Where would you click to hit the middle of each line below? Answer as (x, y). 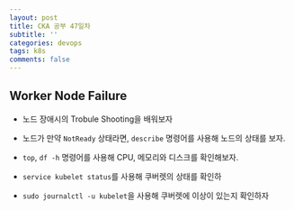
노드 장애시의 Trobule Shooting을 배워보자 (98, 119)
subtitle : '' (34, 34)
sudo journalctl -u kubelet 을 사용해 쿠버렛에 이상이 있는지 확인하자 (146, 196)
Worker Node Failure (68, 96)
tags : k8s (28, 51)
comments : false (40, 59)
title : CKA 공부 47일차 (50, 26)
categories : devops (46, 43)
